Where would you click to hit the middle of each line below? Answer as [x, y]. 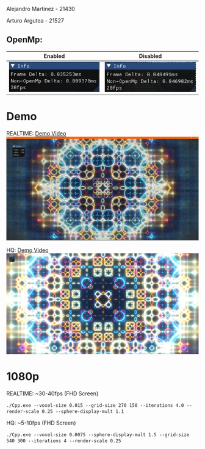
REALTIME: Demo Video [36, 133]
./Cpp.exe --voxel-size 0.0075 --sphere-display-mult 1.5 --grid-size [98, 435]
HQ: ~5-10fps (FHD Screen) [41, 423]
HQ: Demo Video [27, 250]
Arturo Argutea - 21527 [35, 20]
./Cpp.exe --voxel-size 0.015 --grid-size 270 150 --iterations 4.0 [95, 406]
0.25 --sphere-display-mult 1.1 [83, 412]
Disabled [150, 56]
